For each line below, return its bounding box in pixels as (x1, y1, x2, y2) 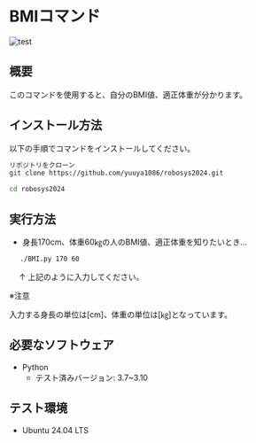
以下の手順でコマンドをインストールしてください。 (9, 143, 195, 153)
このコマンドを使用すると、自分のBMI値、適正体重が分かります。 (9, 89, 248, 100)
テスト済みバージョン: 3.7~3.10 (35, 372, 149, 383)
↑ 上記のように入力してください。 (19, 271, 144, 282)
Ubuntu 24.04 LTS (21, 424, 89, 435)
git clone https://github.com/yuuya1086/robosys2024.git (9, 168, 224, 178)
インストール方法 (9, 118, 103, 133)
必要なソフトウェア (9, 338, 114, 353)
